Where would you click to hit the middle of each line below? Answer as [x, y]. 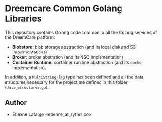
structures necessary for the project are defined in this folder [66, 82]
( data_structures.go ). [27, 87]
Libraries [23, 19]
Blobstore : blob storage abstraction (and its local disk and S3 [74, 47]
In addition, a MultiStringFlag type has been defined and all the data [74, 77]
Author [16, 103]
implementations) [30, 52]
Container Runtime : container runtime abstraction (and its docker [78, 62]
